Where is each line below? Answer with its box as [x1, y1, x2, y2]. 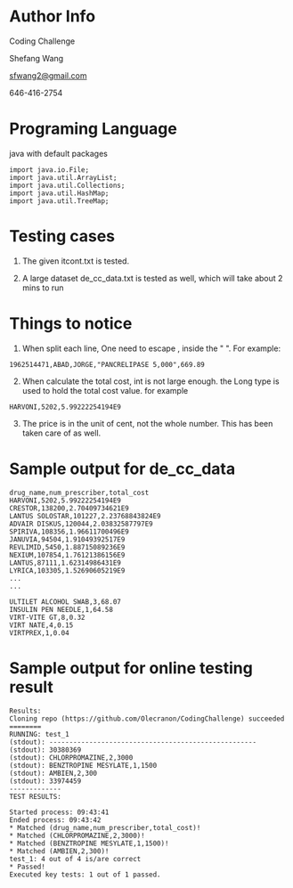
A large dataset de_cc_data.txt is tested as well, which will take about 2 [21, 273, 283, 283]
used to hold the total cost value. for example [21, 385, 189, 395]
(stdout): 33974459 [9, 777, 82, 786]
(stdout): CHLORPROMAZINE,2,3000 [9, 753, 134, 762]
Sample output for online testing [9, 657, 254, 678]
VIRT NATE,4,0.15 [9, 621, 74, 630]
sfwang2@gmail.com [9, 69, 87, 81]
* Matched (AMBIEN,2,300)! [9, 846, 110, 856]
